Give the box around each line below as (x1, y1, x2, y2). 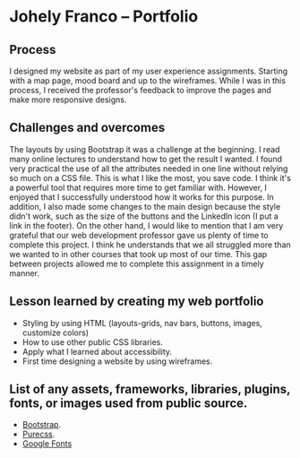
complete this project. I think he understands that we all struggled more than (9, 239, 291, 250)
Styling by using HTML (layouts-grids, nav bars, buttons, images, (21, 317, 262, 328)
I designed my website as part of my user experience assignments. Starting (9, 65, 288, 76)
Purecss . (21, 428, 56, 440)
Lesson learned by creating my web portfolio (9, 294, 264, 309)
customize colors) (21, 327, 90, 338)
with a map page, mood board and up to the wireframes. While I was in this (9, 75, 287, 86)
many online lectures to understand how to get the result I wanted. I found (9, 153, 282, 164)
